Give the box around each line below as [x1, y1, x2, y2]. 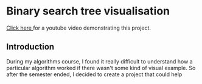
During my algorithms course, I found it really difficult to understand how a [6, 57, 193, 65]
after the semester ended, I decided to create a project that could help [6, 71, 183, 78]
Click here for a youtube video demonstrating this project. [6, 24, 151, 31]
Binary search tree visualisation [6, 4, 170, 18]
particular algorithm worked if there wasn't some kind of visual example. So [6, 64, 196, 71]
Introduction [6, 42, 55, 52]
